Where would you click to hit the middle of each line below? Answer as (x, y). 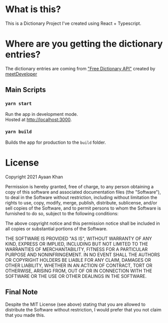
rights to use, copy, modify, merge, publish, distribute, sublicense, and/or (81, 203)
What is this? (33, 9)
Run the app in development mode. (42, 114)
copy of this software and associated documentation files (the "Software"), (83, 192)
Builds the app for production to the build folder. (56, 142)
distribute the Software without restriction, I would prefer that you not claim (83, 309)
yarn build (18, 132)
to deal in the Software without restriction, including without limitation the (81, 197)
